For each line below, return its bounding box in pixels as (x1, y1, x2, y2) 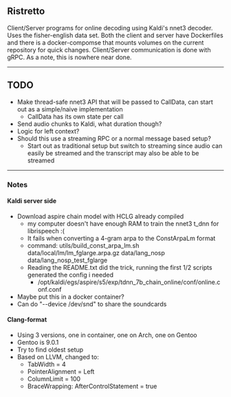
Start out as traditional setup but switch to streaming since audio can (27, 141, 223, 150)
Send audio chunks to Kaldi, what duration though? (16, 120, 162, 128)
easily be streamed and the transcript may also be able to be (27, 149, 199, 157)
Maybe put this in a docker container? (16, 292, 125, 301)
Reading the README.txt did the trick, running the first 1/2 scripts (27, 263, 212, 271)
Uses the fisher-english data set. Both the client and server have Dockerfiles (7, 31, 223, 39)
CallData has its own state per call (27, 112, 124, 120)
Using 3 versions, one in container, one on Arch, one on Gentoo (16, 330, 197, 339)
